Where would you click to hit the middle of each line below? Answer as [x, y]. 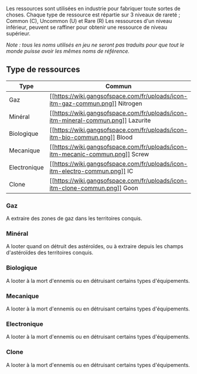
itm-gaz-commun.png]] [83, 103]
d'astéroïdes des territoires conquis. [50, 253]
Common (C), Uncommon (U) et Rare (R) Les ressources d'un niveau [89, 21]
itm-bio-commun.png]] [82, 137]
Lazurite [140, 120]
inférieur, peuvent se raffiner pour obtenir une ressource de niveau [86, 27]
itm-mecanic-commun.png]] [90, 154]
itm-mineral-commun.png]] [88, 120]
